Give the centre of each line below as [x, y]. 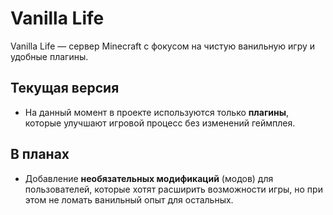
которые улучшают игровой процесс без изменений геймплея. [160, 123]
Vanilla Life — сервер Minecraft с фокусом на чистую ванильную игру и [163, 46]
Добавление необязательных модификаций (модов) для [149, 178]
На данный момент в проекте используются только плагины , [157, 112]
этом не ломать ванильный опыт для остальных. [129, 199]
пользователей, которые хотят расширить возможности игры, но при [173, 189]
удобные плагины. [49, 56]
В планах [40, 154]
